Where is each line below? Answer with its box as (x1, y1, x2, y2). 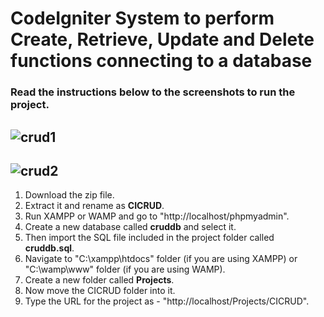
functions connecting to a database (10, 50, 313, 72)
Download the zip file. (24, 189, 115, 201)
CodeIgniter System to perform (10, 7, 275, 30)
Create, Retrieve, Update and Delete (10, 28, 315, 51)
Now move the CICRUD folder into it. (24, 285, 176, 297)
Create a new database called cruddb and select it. (24, 221, 237, 233)
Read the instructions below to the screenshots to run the (10, 85, 296, 99)
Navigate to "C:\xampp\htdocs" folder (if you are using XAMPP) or (24, 253, 298, 265)
